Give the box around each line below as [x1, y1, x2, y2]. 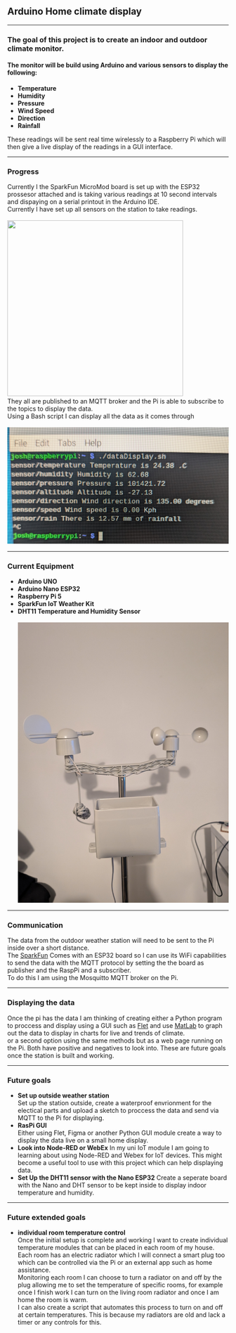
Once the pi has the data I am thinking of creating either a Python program [7, 1014, 223, 1022]
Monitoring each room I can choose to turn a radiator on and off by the [17, 1273, 223, 1282]
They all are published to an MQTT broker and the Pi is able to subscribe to [7, 397, 224, 406]
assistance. [17, 1266, 51, 1275]
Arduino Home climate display [7, 6, 143, 18]
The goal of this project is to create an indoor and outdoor [7, 34, 208, 44]
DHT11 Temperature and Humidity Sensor [17, 607, 141, 616]
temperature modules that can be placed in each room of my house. [17, 1244, 215, 1252]
